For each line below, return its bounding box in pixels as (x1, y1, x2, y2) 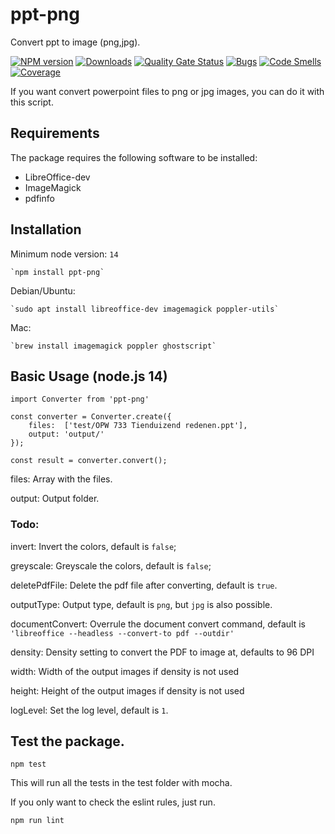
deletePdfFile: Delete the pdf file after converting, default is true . (10, 579, 278, 591)
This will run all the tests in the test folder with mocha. (10, 777, 233, 789)
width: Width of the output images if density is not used (10, 665, 240, 677)
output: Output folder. (10, 493, 100, 505)
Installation (10, 221, 82, 238)
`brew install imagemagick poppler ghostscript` (10, 341, 217, 351)
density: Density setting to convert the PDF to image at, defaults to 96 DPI (10, 646, 315, 658)
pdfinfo (24, 192, 55, 204)
